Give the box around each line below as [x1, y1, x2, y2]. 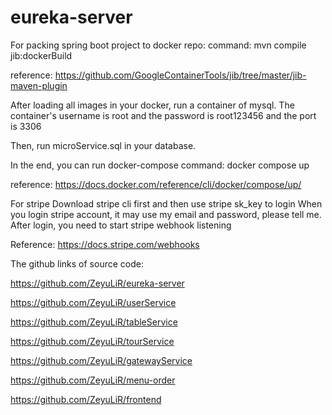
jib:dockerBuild [10, 49, 73, 61]
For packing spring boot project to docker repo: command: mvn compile [10, 39, 307, 51]
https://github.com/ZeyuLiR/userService [10, 296, 177, 308]
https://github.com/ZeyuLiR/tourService [10, 335, 175, 347]
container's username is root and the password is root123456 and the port [10, 109, 317, 121]
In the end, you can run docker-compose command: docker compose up [10, 159, 310, 171]
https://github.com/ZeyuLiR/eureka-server [10, 277, 185, 289]
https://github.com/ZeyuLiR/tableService [10, 316, 178, 328]
